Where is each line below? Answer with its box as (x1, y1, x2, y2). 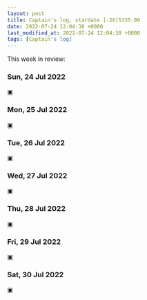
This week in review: (7, 55, 66, 63)
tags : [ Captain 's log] (7, 36, 72, 43)
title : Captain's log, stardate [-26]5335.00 (7, 17, 140, 24)
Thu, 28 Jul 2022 (7, 204, 66, 214)
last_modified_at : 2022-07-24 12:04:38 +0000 (7, 29, 140, 37)
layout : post (7, 10, 45, 17)
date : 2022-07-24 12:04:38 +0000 (7, 23, 104, 30)
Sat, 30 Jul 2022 (7, 270, 64, 279)
